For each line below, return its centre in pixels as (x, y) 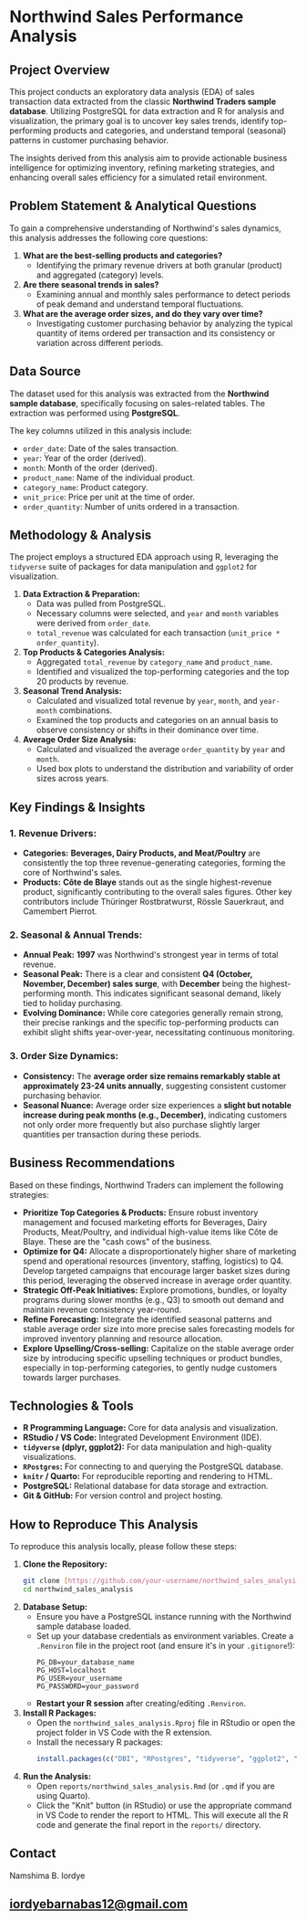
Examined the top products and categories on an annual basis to (157, 720)
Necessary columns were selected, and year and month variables (158, 614)
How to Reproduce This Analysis (104, 1524)
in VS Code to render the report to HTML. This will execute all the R (162, 1815)
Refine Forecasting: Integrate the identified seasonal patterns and (147, 1319)
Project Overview (60, 70)
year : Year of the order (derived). (85, 457)
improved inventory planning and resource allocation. (122, 1338)
